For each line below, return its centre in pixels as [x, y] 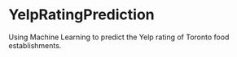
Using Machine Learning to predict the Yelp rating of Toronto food [119, 37]
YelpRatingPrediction [81, 15]
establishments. [35, 45]
